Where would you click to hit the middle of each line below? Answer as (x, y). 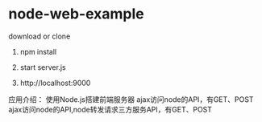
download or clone (40, 36)
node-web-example (76, 14)
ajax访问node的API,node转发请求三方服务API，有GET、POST (110, 109)
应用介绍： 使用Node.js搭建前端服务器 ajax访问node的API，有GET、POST (131, 99)
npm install (38, 51)
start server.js (43, 67)
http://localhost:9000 (55, 83)
